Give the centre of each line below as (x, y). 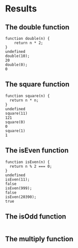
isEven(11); (17, 179)
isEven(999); (19, 188)
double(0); (16, 65)
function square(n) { (28, 96)
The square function (37, 85)
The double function (37, 27)
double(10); (17, 56)
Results (21, 9)
